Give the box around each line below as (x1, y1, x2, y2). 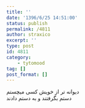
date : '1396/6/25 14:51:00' (6, 15, 78, 21)
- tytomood (17, 60, 45, 66)
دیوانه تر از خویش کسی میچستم (6, 88, 79, 95)
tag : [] (6, 65, 26, 72)
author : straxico (6, 32, 51, 38)
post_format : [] (6, 71, 48, 77)
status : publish (6, 20, 48, 26)
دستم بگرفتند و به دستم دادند (6, 95, 72, 102)
